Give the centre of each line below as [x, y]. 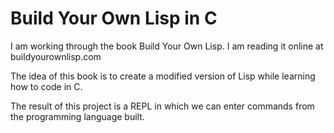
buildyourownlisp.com [56, 56]
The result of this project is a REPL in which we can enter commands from [162, 106]
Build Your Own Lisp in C [114, 18]
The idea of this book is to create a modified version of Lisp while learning [163, 76]
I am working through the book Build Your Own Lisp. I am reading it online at [167, 46]
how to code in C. [46, 86]
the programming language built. [77, 116]
